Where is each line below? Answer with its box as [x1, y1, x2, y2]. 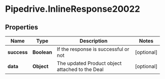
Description [79, 38, 108, 44]
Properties [5, 23, 38, 31]
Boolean [32, 49, 53, 55]
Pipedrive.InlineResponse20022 [5, 3, 140, 15]
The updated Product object [56, 60, 122, 67]
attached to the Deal [56, 66, 104, 73]
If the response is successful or [56, 46, 130, 53]
